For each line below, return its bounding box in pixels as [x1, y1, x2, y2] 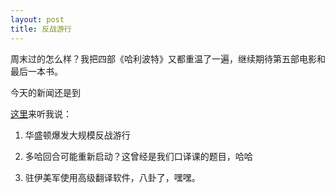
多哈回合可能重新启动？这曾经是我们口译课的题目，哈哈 [24, 150, 253, 162]
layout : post [10, 14, 65, 25]
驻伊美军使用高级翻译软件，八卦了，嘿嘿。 [24, 171, 201, 183]
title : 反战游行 [10, 24, 72, 34]
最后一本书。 [10, 65, 63, 77]
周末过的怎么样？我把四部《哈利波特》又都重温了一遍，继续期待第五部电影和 [10, 52, 326, 65]
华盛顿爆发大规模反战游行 [24, 129, 131, 141]
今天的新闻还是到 [10, 86, 81, 98]
